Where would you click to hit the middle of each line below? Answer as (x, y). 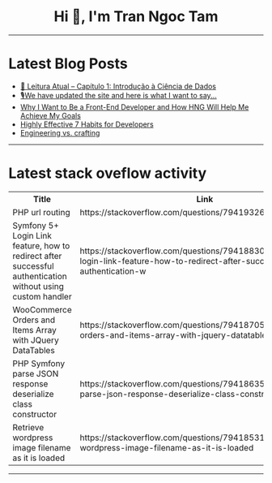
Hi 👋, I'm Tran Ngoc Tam (136, 17)
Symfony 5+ (36, 225)
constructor (35, 414)
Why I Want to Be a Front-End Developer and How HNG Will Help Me (134, 107)
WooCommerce (42, 309)
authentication (40, 276)
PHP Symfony (39, 363)
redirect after (37, 256)
